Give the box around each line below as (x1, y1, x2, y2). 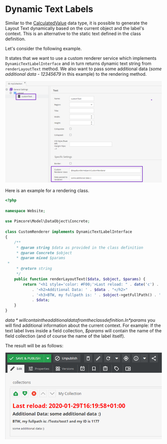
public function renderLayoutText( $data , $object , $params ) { (14, 277, 146, 282)
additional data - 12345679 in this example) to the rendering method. (5, 71, 147, 77)
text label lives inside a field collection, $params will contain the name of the (5, 328, 162, 334)
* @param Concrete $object (16, 250, 72, 255)
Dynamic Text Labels (5, 3, 93, 15)
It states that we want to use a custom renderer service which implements (5, 55, 157, 61)
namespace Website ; (5, 208, 46, 213)
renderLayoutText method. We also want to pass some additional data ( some (5, 66, 162, 72)
